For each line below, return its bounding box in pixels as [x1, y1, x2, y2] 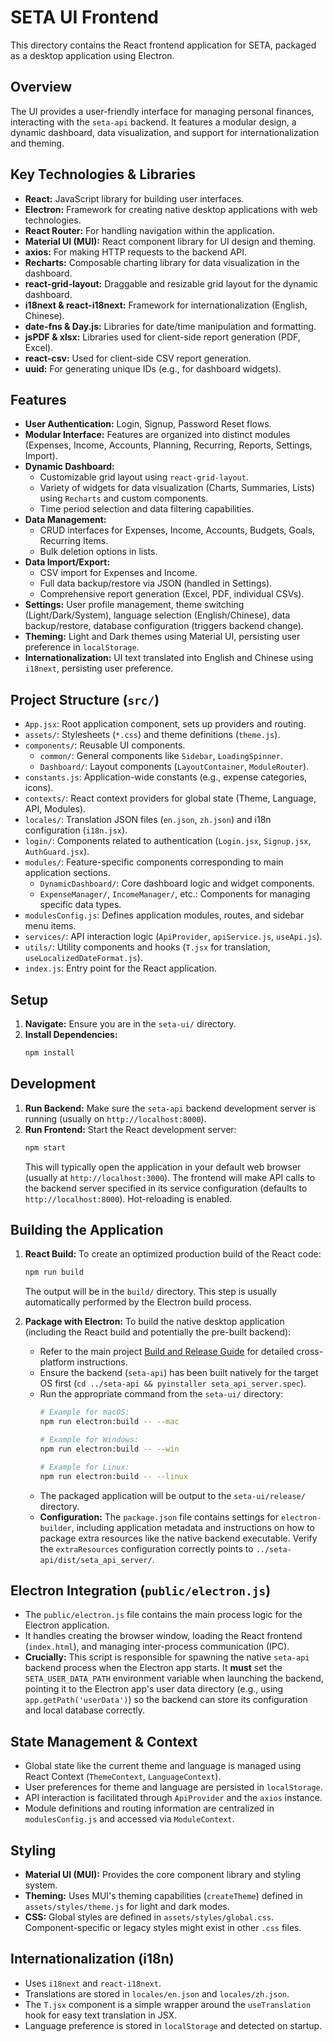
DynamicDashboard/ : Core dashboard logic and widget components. [39, 877, 315, 890]
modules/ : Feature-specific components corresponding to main [24, 856, 284, 868]
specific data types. [39, 899, 122, 911]
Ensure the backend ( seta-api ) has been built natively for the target [39, 1367, 319, 1379]
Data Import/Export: [24, 556, 111, 568]
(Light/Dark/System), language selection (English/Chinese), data [24, 609, 291, 621]
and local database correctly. [24, 1704, 145, 1716]
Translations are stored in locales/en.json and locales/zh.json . [24, 1987, 290, 2000]
